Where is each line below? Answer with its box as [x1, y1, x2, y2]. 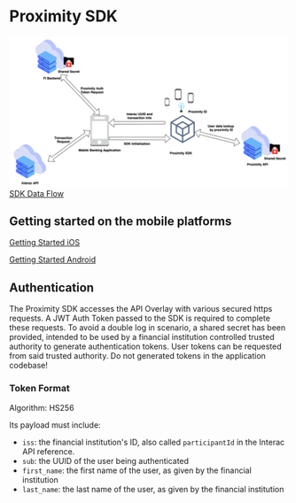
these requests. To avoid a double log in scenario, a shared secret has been [9, 322, 286, 333]
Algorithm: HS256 [9, 402, 74, 413]
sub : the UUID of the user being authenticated [21, 455, 189, 466]
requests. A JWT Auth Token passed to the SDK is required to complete [9, 313, 270, 324]
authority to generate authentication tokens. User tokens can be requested [9, 341, 282, 352]
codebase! [9, 360, 49, 371]
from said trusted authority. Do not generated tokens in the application [9, 351, 266, 361]
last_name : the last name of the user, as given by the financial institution [21, 484, 284, 494]
